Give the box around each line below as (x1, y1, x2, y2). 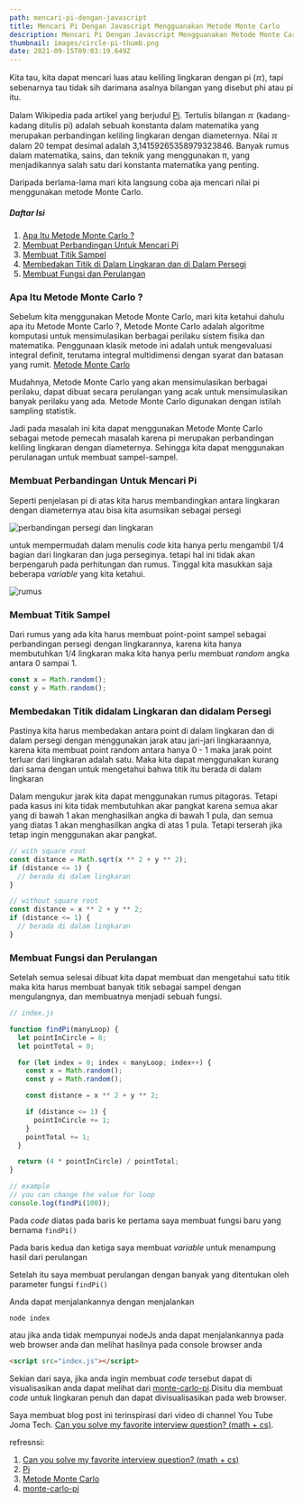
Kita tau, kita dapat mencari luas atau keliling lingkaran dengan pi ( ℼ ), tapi (9, 72, 284, 83)
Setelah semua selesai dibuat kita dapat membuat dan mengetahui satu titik (9, 972, 290, 983)
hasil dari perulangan (9, 1251, 87, 1262)
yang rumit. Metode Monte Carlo (9, 359, 131, 370)
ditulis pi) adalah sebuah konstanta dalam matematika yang (39, 120, 260, 131)
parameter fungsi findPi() (9, 1278, 108, 1289)
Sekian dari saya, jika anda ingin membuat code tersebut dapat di (9, 1373, 252, 1384)
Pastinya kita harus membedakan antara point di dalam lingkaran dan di (9, 726, 275, 737)
